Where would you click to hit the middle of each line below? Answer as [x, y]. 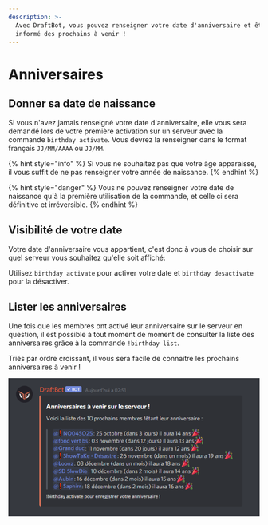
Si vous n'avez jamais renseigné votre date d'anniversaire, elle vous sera [128, 123]
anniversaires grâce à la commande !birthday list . [94, 343]
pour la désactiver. [39, 282]
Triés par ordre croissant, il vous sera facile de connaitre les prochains [124, 358]
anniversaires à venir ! [45, 367]
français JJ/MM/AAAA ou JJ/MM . [57, 149]
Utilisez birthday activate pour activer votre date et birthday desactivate [131, 273]
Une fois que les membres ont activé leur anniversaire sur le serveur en [126, 326]
